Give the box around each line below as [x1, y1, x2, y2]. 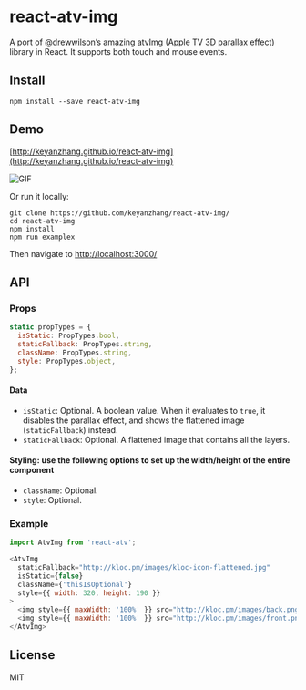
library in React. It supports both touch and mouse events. [9, 46, 228, 57]
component [9, 465, 55, 476]
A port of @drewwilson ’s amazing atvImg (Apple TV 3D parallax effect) [9, 36, 275, 47]
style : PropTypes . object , [17, 356, 117, 366]
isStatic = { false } [17, 572, 84, 581]
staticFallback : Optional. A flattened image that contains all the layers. [22, 434, 290, 445]
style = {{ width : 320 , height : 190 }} [17, 588, 161, 598]
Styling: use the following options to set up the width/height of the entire [9, 455, 291, 466]
